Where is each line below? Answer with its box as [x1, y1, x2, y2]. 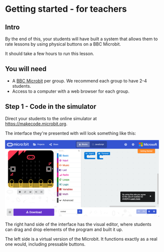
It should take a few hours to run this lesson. [5, 50, 94, 56]
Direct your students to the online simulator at [5, 115, 97, 121]
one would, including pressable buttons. [5, 241, 86, 247]
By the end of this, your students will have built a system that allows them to [5, 36, 158, 42]
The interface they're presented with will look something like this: [5, 130, 136, 136]
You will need [5, 65, 47, 73]
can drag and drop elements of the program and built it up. [5, 227, 123, 232]
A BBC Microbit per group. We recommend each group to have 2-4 [12, 77, 147, 84]
